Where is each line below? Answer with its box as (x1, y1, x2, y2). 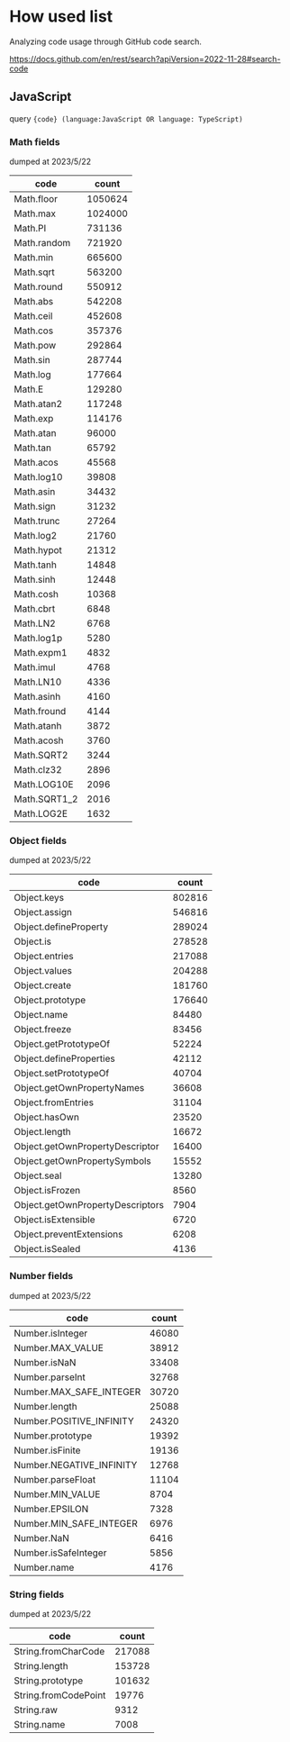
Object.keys (14, 892, 65, 904)
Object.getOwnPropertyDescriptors (14, 1199, 165, 1211)
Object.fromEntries (14, 1096, 95, 1109)
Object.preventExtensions (14, 1228, 123, 1240)
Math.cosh (14, 588, 59, 601)
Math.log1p (14, 632, 63, 645)
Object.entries (14, 950, 74, 963)
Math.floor (14, 193, 59, 205)
